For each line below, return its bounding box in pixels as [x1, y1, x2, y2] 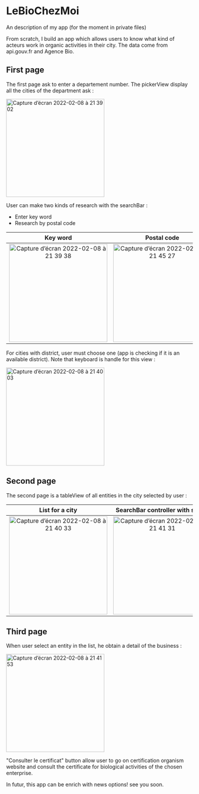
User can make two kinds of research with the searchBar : [6, 201, 148, 208]
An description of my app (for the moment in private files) [6, 24, 147, 31]
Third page [6, 626, 47, 637]
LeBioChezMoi [6, 4, 79, 18]
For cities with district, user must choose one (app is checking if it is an [6, 349, 180, 356]
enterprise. [6, 770, 33, 777]
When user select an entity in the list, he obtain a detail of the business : [6, 642, 182, 650]
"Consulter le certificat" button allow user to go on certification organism [6, 757, 184, 764]
